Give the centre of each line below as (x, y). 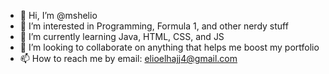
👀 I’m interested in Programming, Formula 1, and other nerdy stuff (154, 26)
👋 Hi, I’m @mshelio (58, 15)
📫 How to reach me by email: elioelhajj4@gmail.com (128, 58)
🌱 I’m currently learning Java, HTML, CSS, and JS (122, 36)
